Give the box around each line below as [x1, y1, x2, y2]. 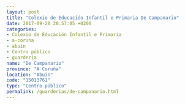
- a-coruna [6, 37, 34, 43]
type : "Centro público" [6, 83, 67, 89]
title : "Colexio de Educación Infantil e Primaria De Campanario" [6, 15, 179, 21]
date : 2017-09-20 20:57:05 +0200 [6, 20, 92, 26]
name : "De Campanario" [6, 60, 64, 66]
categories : [6, 26, 37, 32]
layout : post [6, 9, 40, 15]
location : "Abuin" [6, 72, 53, 78]
